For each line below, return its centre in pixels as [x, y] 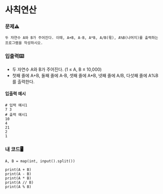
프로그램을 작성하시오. [24, 43]
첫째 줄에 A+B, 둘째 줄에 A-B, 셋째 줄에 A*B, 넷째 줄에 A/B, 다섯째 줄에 [80, 75]
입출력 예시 [15, 94]
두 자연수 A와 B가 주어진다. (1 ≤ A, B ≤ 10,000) [57, 69]
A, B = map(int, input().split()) [40, 161]
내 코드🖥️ [14, 149]
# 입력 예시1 [16, 105]
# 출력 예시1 [16, 115]
